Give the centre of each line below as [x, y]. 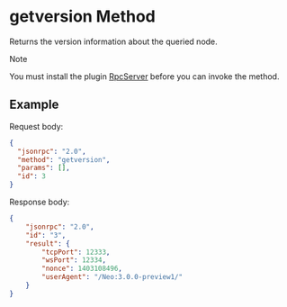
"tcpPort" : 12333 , [76, 252]
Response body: [40, 202]
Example [34, 105]
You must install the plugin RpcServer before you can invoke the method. [144, 76]
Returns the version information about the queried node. [113, 41]
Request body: [36, 126]
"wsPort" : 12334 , [74, 260]
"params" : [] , [44, 168]
